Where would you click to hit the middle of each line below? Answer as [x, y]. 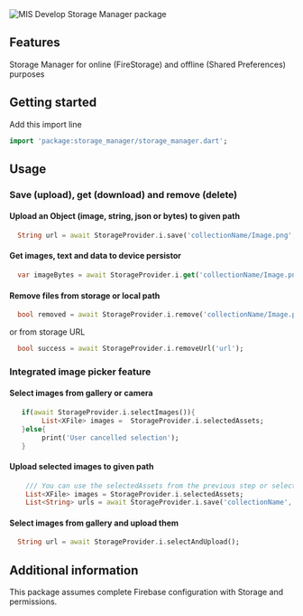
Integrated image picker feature [80, 372]
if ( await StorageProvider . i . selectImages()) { [108, 412]
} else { [34, 429]
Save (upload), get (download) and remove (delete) [123, 194]
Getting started [53, 103]
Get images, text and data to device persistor [96, 256]
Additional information [74, 570]
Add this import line [46, 124]
